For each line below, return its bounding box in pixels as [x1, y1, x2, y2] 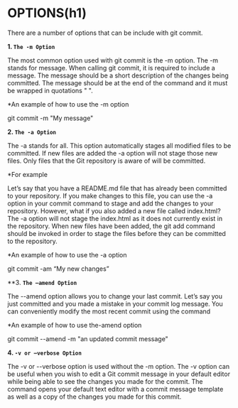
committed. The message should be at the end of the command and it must [7, 78, 228, 87]
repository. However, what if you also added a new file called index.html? [7, 206, 222, 215]
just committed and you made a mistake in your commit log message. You [7, 299, 224, 308]
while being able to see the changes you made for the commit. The [7, 377, 204, 385]
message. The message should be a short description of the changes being [7, 71, 229, 80]
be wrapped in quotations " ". [7, 86, 94, 95]
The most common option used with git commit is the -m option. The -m [7, 55, 219, 65]
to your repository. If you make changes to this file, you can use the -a [7, 191, 213, 200]
